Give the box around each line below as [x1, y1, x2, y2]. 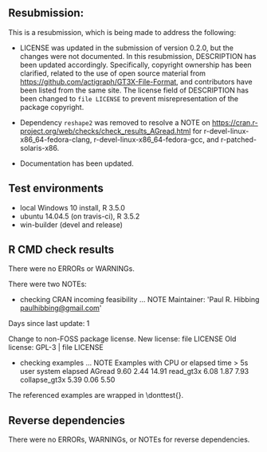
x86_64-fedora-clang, [19, 135, 92, 144]
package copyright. [19, 102, 84, 112]
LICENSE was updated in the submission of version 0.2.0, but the [19, 43, 234, 53]
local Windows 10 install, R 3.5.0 [19, 202, 126, 212]
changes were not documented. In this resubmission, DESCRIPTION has [19, 51, 257, 61]
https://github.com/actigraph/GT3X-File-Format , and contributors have [19, 77, 253, 86]
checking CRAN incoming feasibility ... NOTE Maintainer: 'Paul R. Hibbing [19, 295, 260, 305]
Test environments [8, 182, 104, 195]
